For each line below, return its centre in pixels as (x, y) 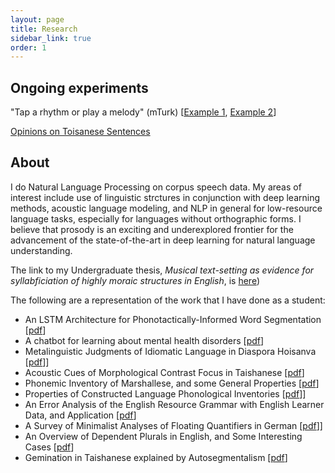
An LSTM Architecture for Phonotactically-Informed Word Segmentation (173, 319)
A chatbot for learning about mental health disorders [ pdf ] (144, 340)
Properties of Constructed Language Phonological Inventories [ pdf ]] (165, 393)
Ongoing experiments (79, 87)
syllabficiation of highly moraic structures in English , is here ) (135, 280)
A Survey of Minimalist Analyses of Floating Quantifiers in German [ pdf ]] (173, 425)
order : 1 (28, 47)
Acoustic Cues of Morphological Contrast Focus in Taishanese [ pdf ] (164, 372)
